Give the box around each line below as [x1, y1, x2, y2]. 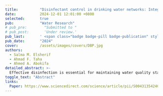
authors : [5, 48, 23, 52]
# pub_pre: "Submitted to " [5, 25, 77, 30]
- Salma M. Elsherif [9, 52, 51, 57]
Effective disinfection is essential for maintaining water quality [9, 70, 151, 75]
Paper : [9, 83, 23, 89]
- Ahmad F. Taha [9, 57, 42, 62]
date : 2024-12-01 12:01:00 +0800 [5, 12, 95, 16]
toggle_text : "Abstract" [5, 75, 55, 80]
